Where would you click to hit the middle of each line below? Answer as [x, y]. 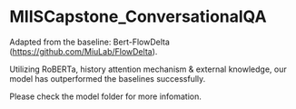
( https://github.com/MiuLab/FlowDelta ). [84, 51]
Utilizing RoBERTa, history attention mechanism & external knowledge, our [148, 69]
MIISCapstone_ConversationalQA [138, 17]
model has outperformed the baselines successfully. [108, 78]
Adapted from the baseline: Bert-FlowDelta [90, 42]
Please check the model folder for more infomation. [106, 96]
